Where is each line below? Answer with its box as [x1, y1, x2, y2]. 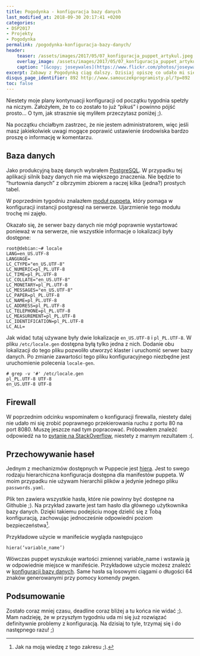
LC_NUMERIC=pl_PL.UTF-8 [6, 266, 65, 272]
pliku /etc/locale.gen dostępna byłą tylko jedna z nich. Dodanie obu [6, 340, 174, 347]
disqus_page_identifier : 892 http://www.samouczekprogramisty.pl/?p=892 [6, 75, 190, 81]
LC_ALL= [6, 324, 26, 329]
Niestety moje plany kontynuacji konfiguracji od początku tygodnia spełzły [6, 97, 189, 104]
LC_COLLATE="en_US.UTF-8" [6, 277, 70, 283]
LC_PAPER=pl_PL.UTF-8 [6, 292, 60, 298]
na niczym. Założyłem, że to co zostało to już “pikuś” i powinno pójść [6, 103, 176, 110]
